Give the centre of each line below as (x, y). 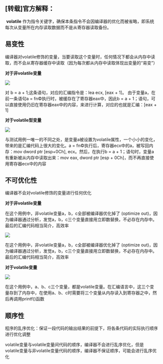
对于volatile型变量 (23, 120)
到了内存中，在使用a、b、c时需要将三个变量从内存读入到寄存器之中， (83, 293)
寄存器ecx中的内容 (28, 163)
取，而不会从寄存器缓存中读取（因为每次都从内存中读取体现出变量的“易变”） (81, 63)
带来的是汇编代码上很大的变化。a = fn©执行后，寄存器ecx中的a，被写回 (77, 145)
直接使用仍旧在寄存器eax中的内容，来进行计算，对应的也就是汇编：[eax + (83, 104)
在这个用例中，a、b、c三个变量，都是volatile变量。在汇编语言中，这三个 (78, 287)
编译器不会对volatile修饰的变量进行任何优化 (48, 193)
